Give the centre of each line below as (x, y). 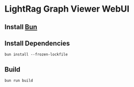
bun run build (19, 81)
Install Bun (21, 27)
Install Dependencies (37, 43)
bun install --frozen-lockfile (36, 54)
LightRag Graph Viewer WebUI (67, 9)
